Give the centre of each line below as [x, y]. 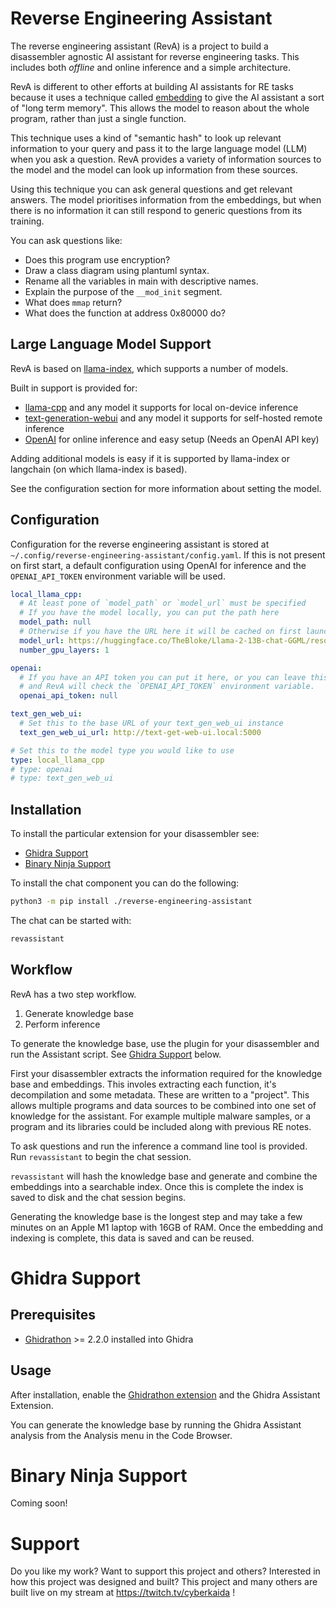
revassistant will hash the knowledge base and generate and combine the [164, 1176]
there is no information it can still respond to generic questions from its [156, 210]
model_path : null [55, 622]
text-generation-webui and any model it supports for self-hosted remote [173, 418]
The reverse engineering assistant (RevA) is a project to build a [139, 46]
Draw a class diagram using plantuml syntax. [117, 270]
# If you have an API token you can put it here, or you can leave [163, 677]
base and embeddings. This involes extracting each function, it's [143, 1084]
